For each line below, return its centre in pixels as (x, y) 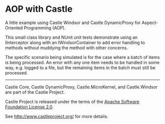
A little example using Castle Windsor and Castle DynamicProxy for (73, 23)
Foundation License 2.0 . (29, 107)
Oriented (14, 27)
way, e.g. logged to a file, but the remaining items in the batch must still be (80, 68)
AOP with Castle (39, 9)
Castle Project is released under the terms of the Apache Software (72, 101)
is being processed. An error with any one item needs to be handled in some (82, 62)
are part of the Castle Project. (35, 92)
